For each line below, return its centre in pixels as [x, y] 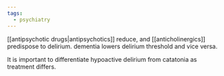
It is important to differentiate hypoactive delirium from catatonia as [102, 59]
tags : [15, 13]
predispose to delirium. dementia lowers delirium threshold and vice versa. [112, 46]
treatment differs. [32, 66]
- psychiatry [32, 20]
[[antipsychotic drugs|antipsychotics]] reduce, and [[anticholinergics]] [106, 39]
